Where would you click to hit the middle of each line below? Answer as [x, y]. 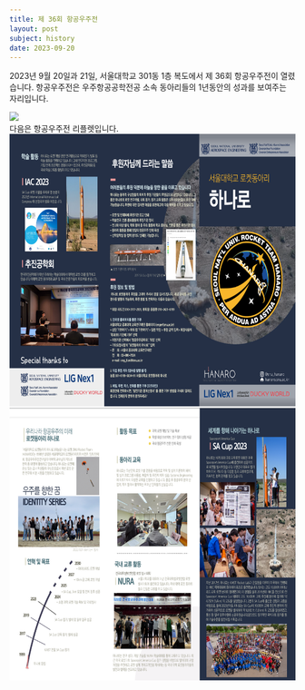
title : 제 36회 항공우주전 [54, 19]
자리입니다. [29, 99]
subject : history [42, 38]
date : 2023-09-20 [42, 48]
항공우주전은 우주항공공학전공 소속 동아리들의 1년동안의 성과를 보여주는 [162, 87]
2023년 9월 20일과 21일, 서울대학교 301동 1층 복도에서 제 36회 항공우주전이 [144, 76]
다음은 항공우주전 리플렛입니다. [64, 129]
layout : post [34, 29]
